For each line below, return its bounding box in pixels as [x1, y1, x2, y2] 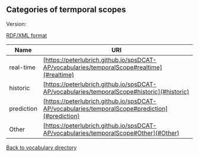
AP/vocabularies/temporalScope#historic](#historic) [43, 87, 190, 96]
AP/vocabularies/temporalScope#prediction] [43, 104, 168, 113]
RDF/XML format [6, 32, 47, 39]
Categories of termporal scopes [6, 5, 126, 15]
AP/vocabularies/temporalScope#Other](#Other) [43, 129, 179, 137]
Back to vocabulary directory [6, 144, 77, 151]
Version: [6, 20, 27, 27]
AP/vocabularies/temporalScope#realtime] [43, 63, 163, 71]
